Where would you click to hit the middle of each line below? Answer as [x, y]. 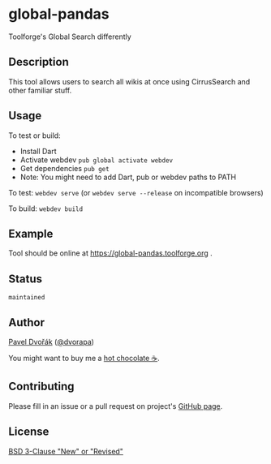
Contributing [41, 387]
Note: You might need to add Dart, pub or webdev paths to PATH [128, 177]
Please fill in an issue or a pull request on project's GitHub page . [116, 406]
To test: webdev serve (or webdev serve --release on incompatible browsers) [136, 192]
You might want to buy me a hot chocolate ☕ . [84, 358]
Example [31, 233]
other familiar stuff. [40, 90]
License [29, 432]
